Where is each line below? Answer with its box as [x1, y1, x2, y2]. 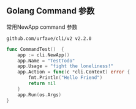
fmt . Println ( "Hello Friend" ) [28, 75, 103, 81]
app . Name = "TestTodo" [17, 58, 75, 64]
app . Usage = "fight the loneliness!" [17, 63, 114, 69]
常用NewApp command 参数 [6, 23, 78, 31]
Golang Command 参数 [6, 6, 95, 17]
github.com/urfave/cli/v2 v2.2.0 [6, 36, 92, 42]
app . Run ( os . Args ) [17, 91, 62, 98]
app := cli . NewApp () [17, 51, 70, 58]
